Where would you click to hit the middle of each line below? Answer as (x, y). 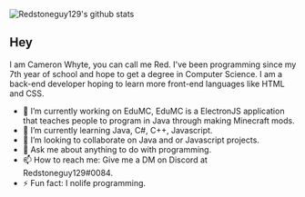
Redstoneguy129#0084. (68, 172)
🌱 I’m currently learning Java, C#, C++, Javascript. (117, 130)
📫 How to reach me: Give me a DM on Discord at (115, 160)
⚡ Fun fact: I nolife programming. (84, 182)
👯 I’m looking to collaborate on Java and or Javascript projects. (141, 140)
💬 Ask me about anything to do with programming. (117, 149)
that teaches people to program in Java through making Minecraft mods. (158, 120)
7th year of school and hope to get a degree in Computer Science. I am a (146, 74)
